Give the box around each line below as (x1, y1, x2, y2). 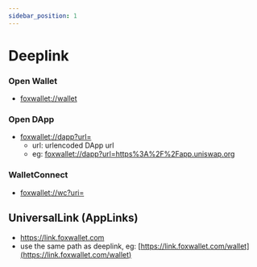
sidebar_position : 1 (8, 11, 78, 20)
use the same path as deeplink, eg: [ (19, 241, 141, 251)
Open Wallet (8, 75, 58, 86)
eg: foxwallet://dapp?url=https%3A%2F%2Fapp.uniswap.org (31, 149, 235, 159)
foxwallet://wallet (19, 94, 78, 103)
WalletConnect (8, 169, 68, 181)
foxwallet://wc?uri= (19, 187, 85, 198)
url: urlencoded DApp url (31, 140, 114, 150)
